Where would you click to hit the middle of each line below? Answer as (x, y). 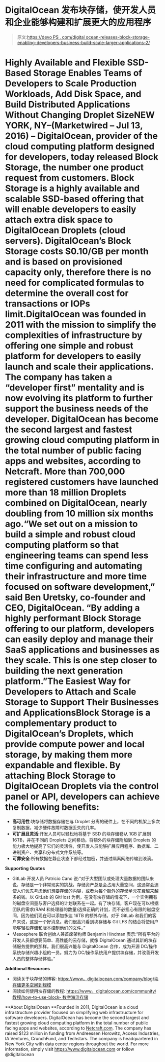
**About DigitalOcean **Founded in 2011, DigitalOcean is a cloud (72, 1007)
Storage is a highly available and (72, 189)
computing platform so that (62, 545)
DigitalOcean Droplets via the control (82, 786)
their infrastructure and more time (76, 577)
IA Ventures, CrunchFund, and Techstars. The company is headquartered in (82, 1038)
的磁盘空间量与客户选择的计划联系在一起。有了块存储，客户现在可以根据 (85, 903)
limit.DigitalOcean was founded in (76, 314)
